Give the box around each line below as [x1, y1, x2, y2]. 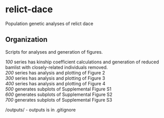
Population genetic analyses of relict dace [5, 20, 93, 27]
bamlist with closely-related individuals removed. [5, 64, 108, 70]
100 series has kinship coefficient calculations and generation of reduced [5, 59, 159, 65]
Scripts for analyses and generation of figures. [5, 49, 103, 55]
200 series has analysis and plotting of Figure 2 [5, 69, 105, 76]
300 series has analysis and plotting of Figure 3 [5, 75, 105, 81]
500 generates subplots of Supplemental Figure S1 [5, 86, 112, 92]
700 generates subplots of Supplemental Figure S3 [5, 97, 113, 103]
